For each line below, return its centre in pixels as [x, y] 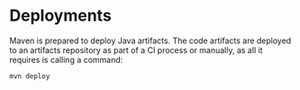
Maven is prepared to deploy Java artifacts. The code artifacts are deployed [150, 40]
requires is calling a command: [66, 59]
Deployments [61, 16]
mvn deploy [30, 76]
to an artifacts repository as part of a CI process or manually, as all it [136, 49]
